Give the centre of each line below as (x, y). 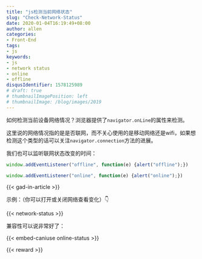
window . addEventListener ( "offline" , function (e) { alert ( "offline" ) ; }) (97, 165)
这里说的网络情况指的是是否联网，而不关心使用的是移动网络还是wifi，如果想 (101, 133)
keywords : (19, 57)
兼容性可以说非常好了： (35, 226)
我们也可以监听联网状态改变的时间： (52, 153)
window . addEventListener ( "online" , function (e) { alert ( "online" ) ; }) (95, 175)
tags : (13, 46)
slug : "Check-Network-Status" (45, 18)
